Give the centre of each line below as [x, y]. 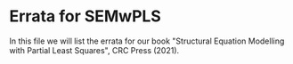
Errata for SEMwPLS [85, 16]
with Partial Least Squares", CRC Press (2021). [94, 50]
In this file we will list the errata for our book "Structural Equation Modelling [147, 41]
